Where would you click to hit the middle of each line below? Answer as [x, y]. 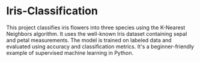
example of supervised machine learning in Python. [70, 52]
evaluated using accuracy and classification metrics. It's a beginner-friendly [100, 46]
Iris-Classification [52, 11]
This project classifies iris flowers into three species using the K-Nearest [96, 27]
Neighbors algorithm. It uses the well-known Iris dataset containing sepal [97, 33]
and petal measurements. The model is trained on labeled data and [89, 40]
